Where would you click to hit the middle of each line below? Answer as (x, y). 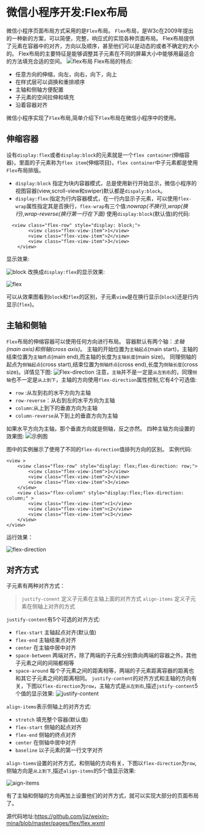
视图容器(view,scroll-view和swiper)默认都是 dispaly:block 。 (90, 191)
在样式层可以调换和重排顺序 (50, 82)
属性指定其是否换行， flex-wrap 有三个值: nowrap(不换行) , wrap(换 (107, 206)
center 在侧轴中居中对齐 (45, 742)
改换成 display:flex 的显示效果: (66, 272)
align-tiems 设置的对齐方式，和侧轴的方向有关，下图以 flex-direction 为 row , (102, 763)
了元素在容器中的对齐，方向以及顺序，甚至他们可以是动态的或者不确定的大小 (103, 46)
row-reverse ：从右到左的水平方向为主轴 (65, 400)
